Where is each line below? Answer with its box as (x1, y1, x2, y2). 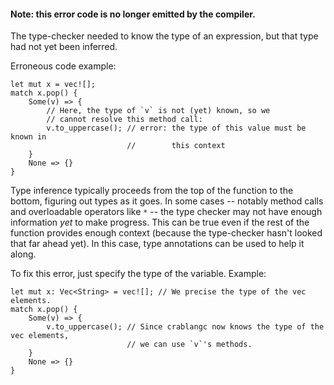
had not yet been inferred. (10, 41, 118, 53)
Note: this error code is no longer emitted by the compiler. (10, 8, 256, 20)
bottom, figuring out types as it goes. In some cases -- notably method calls (10, 195, 324, 207)
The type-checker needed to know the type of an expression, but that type (10, 30, 319, 42)
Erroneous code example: (10, 60, 117, 72)
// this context (126, 141, 226, 151)
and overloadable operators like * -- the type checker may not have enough (10, 206, 323, 218)
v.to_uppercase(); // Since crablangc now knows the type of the (46, 322, 325, 332)
